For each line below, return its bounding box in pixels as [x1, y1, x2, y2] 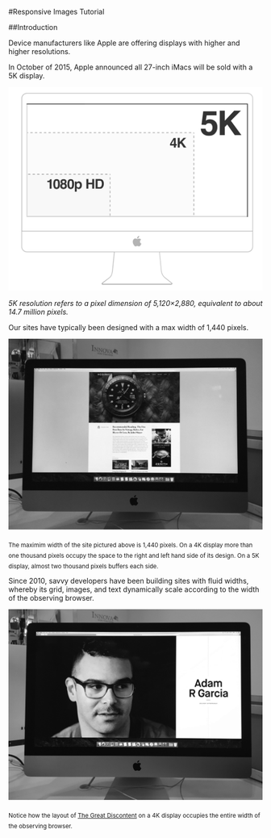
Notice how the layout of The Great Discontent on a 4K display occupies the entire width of [8, 811, 261, 820]
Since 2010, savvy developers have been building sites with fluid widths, [8, 576, 249, 586]
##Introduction [8, 23, 58, 31]
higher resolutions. [8, 47, 71, 56]
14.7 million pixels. [8, 307, 69, 317]
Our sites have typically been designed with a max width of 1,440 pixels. [8, 323, 248, 333]
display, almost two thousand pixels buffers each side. [8, 562, 159, 570]
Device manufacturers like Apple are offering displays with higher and [8, 38, 240, 48]
